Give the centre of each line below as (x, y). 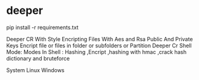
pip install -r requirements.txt (42, 27)
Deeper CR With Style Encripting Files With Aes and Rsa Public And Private (100, 39)
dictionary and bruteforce (38, 58)
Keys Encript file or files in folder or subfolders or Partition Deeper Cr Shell (99, 45)
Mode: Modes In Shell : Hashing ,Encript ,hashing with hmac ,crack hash (96, 52)
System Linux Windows (35, 70)
